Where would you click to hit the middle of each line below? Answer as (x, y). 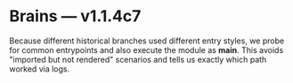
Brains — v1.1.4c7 (75, 16)
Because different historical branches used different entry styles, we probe (147, 41)
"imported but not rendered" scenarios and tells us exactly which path (138, 59)
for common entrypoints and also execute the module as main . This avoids (146, 49)
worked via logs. (39, 69)
